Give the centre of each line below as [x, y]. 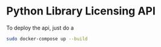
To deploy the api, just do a [40, 28]
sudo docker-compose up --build [47, 39]
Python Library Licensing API [81, 11]
